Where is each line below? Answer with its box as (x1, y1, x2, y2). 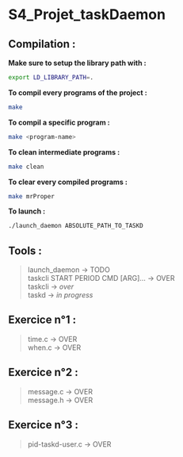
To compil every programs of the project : (8, 87, 148, 97)
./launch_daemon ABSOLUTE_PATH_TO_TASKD (8, 222, 144, 230)
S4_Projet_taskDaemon (8, 6, 166, 24)
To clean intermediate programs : (8, 147, 120, 156)
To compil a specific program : (8, 117, 111, 127)
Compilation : (8, 37, 76, 51)
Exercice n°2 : (8, 366, 78, 379)
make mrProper (8, 192, 55, 200)
